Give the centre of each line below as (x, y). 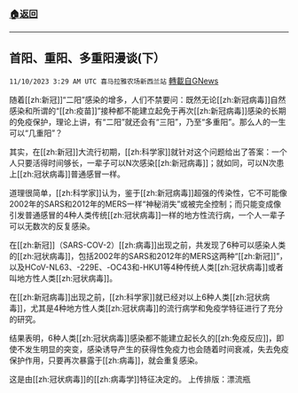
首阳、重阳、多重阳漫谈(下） (87, 58)
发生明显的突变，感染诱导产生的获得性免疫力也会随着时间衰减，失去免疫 (157, 350)
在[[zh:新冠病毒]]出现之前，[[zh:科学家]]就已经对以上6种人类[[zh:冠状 (136, 297)
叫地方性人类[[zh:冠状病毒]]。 (63, 279)
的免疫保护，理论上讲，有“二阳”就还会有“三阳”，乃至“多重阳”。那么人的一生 (148, 122)
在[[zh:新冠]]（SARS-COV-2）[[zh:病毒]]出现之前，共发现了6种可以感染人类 (148, 245)
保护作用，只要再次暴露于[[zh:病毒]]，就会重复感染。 (106, 360)
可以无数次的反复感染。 (52, 226)
